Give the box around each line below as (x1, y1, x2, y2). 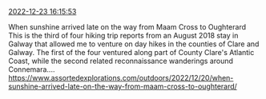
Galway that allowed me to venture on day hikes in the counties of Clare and (8, 39, 260, 49)
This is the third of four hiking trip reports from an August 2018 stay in (8, 31, 239, 40)
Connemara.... (8, 65, 55, 74)
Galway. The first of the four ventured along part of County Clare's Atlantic (8, 48, 255, 57)
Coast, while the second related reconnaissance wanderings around (8, 56, 234, 65)
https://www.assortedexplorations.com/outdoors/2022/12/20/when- (8, 73, 234, 82)
